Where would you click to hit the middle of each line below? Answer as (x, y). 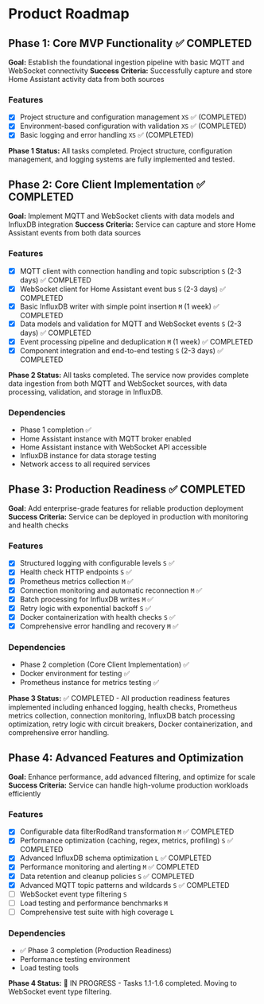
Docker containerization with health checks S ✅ (97, 617)
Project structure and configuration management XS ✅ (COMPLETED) (133, 117)
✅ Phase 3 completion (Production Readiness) (96, 951)
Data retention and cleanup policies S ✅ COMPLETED (107, 876)
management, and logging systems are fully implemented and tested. (122, 159)
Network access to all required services (85, 464)
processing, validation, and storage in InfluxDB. (85, 391)
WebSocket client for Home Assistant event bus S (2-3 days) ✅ (123, 289)
